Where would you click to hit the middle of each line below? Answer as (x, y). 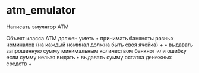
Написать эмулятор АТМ (38, 27)
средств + (19, 64)
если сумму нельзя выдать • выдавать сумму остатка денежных (89, 57)
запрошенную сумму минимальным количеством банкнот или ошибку (97, 50)
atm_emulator (41, 10)
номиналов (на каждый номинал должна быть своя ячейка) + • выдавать (100, 45)
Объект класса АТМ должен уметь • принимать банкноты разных (90, 38)
